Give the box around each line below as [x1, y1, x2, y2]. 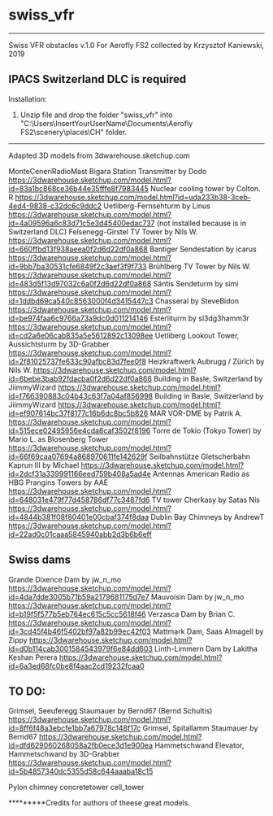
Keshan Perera [8, 652, 58, 662]
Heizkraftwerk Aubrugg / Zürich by [147, 356, 265, 366]
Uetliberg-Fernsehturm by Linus [103, 201, 211, 211]
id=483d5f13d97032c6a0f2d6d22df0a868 [8, 278, 152, 288]
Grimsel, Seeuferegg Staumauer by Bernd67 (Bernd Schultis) [8, 706, 213, 716]
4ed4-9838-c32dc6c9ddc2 [8, 201, 102, 211]
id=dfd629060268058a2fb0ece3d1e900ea [8, 740, 153, 750]
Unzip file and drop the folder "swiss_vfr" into [19, 110, 173, 120]
